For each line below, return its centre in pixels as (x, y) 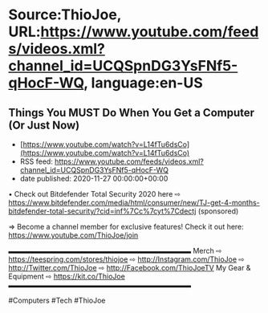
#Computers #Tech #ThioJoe (57, 300)
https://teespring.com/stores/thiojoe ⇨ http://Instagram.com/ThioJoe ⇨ (126, 259)
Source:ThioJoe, (65, 15)
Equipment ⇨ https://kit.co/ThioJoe (67, 276)
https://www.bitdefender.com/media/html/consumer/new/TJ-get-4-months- (134, 203)
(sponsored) (218, 211)
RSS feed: (37, 161)
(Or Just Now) (44, 125)
